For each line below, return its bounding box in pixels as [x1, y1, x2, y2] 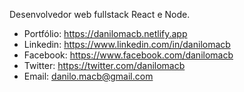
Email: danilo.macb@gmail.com [23, 70, 154, 82]
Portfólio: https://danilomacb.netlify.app [23, 28, 188, 39]
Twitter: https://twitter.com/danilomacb [23, 60, 186, 71]
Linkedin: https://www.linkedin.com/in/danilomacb [23, 39, 231, 50]
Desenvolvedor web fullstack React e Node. [9, 9, 191, 20]
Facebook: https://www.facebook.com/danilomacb [23, 49, 234, 61]
